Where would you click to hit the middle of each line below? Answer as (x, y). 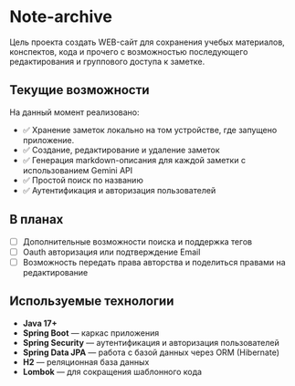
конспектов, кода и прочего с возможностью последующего (129, 51)
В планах (37, 219)
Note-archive (61, 17)
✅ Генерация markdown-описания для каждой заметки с (134, 160)
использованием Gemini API (78, 170)
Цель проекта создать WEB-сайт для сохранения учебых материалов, (147, 42)
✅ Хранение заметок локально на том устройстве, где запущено (150, 130)
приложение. (48, 140)
